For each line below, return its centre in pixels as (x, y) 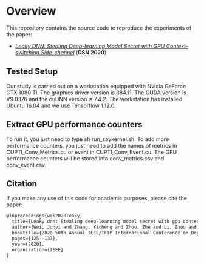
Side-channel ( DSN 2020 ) (73, 52)
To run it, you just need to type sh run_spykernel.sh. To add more (88, 139)
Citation (22, 184)
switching (27, 52)
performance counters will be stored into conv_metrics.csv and (85, 158)
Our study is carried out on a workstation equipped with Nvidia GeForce (96, 86)
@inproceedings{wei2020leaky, (45, 216)
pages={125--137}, (35, 238)
